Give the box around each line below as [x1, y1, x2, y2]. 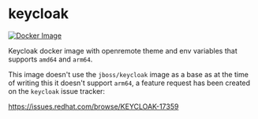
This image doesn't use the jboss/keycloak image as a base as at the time [8, 69, 249, 79]
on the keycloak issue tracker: [8, 86, 105, 95]
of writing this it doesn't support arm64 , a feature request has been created [8, 78, 251, 87]
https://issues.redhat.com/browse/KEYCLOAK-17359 [8, 102, 179, 111]
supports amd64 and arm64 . [8, 54, 93, 64]
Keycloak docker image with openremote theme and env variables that [8, 46, 238, 55]
